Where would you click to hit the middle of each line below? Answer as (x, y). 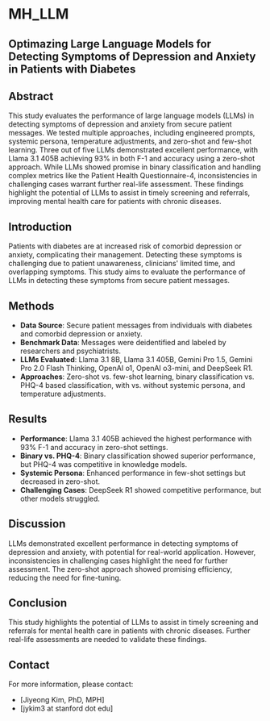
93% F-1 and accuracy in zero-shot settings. (94, 447)
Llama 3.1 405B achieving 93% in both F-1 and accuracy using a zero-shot (132, 159)
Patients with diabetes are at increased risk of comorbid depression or (125, 246)
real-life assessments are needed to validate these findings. (108, 640)
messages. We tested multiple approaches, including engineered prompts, (132, 133)
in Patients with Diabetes (72, 69)
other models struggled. (60, 498)
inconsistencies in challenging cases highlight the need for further (118, 561)
